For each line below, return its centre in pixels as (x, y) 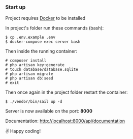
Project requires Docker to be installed (45, 18)
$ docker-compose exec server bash (43, 42)
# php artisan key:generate (35, 65)
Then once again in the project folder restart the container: (66, 92)
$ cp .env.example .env (30, 37)
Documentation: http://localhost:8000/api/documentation (65, 121)
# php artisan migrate (29, 74)
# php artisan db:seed (29, 78)
